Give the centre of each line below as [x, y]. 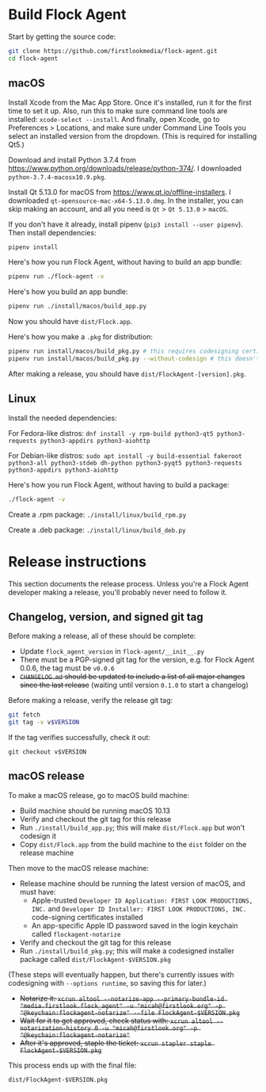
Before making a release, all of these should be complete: [102, 636]
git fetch [25, 715]
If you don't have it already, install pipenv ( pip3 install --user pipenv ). [126, 224]
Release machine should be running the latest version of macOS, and [132, 883]
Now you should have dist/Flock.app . [70, 322]
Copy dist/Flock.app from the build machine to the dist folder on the [133, 844]
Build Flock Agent [67, 15]
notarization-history [55, 1028]
